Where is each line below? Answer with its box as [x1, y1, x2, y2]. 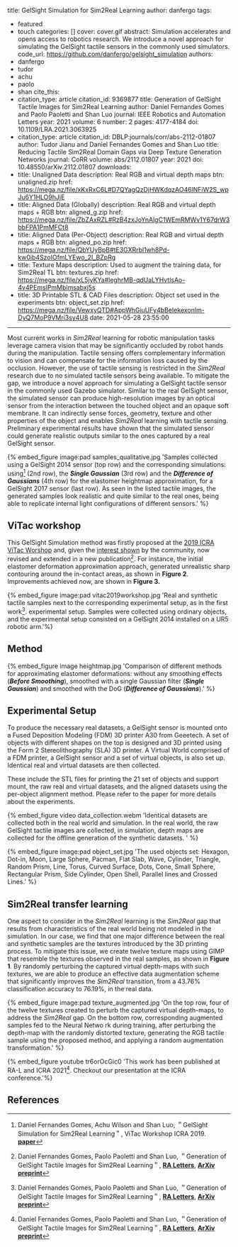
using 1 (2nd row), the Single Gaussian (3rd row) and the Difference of [7, 468, 214, 478]
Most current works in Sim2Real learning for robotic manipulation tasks [7, 334, 215, 342]
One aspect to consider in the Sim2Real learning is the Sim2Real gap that [7, 917, 221, 925]
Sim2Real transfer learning [7, 898, 129, 910]
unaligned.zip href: [17, 178, 73, 186]
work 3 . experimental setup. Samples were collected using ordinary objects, [7, 606, 227, 616]
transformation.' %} [7, 1044, 64, 1052]
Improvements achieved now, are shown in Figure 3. [7, 577, 161, 586]
